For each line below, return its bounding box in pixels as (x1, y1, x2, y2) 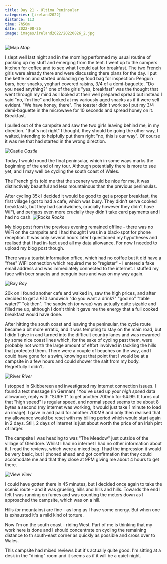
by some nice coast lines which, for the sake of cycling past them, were (5, 337, 152, 343)
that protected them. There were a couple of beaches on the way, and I (5, 348, 152, 353)
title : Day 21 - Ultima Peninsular (5, 7, 79, 13)
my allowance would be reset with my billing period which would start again (5, 415, 161, 421)
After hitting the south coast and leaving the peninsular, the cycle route (5, 321, 151, 327)
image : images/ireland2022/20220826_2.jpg (5, 31, 95, 36)
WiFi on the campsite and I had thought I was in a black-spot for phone (5, 229, 151, 235)
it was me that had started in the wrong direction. (5, 138, 106, 144)
